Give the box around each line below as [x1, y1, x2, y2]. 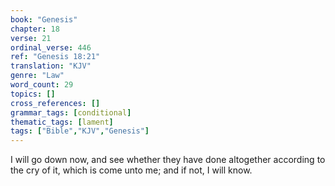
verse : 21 [10, 33, 52, 43]
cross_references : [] [10, 98, 101, 108]
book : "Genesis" [10, 14, 78, 25]
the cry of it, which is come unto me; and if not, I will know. [10, 164, 253, 176]
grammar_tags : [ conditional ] [10, 107, 132, 118]
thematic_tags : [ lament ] [10, 117, 114, 127]
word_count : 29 [10, 80, 74, 90]
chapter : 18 [10, 24, 60, 34]
